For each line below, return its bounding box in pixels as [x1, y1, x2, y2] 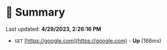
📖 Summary [5, 5, 65, 19]
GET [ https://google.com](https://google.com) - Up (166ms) [14, 37, 162, 44]
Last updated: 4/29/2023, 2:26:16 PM [5, 25, 102, 33]
